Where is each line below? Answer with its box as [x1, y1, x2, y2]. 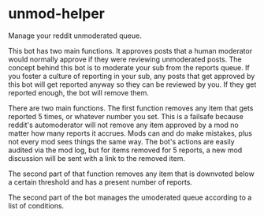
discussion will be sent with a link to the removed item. [8, 153, 185, 163]
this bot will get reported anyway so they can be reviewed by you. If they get [8, 80, 257, 89]
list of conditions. [8, 200, 65, 210]
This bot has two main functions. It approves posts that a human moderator [8, 46, 253, 55]
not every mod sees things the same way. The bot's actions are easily [8, 137, 235, 146]
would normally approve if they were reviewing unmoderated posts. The [8, 54, 242, 64]
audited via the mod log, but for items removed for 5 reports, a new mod [8, 145, 243, 155]
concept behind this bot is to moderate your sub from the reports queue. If [8, 62, 250, 72]
